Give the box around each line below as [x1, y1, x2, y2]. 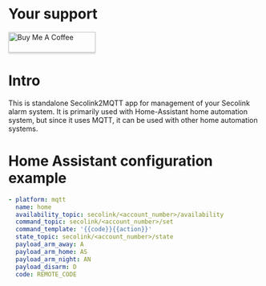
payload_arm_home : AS [15, 247, 88, 255]
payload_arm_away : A [15, 240, 84, 249]
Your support [8, 5, 98, 23]
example [8, 170, 67, 187]
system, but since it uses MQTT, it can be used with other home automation [8, 115, 258, 125]
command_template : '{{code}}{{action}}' [15, 226, 152, 234]
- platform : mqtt [8, 195, 66, 203]
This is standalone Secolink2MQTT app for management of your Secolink [8, 98, 251, 108]
